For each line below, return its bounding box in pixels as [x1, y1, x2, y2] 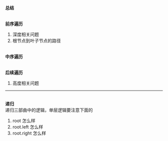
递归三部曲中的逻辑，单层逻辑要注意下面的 [5, 107, 93, 113]
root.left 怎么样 [12, 124, 43, 129]
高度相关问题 [12, 80, 39, 86]
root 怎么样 [12, 117, 36, 123]
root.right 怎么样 [12, 130, 46, 136]
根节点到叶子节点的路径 [12, 37, 61, 43]
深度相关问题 [12, 31, 39, 37]
